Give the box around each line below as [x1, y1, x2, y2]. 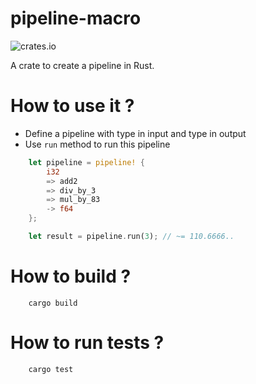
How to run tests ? [10, 332, 165, 354]
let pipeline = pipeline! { [28, 157, 145, 167]
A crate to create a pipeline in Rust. [10, 59, 155, 71]
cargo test [28, 364, 74, 374]
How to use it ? [10, 95, 135, 117]
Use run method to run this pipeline [24, 138, 171, 150]
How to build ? [10, 265, 132, 288]
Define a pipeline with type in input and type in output [24, 127, 247, 139]
